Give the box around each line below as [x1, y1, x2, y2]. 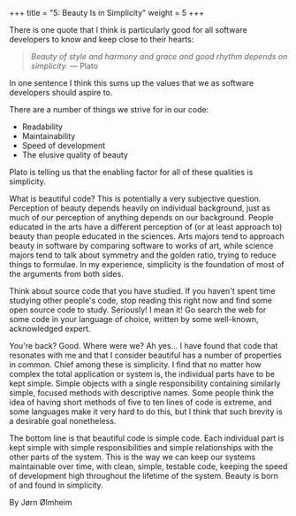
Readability [21, 121, 64, 132]
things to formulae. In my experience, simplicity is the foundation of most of [9, 259, 285, 269]
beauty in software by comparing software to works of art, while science [9, 241, 274, 250]
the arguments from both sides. [9, 269, 124, 279]
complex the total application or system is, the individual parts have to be [9, 369, 276, 379]
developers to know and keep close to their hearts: [9, 35, 194, 44]
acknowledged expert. [9, 323, 91, 334]
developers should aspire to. [9, 88, 113, 97]
